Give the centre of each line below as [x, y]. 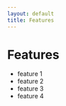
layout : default [31, 14]
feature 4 [30, 96]
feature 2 [30, 82]
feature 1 [30, 74]
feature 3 [30, 89]
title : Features [31, 20]
